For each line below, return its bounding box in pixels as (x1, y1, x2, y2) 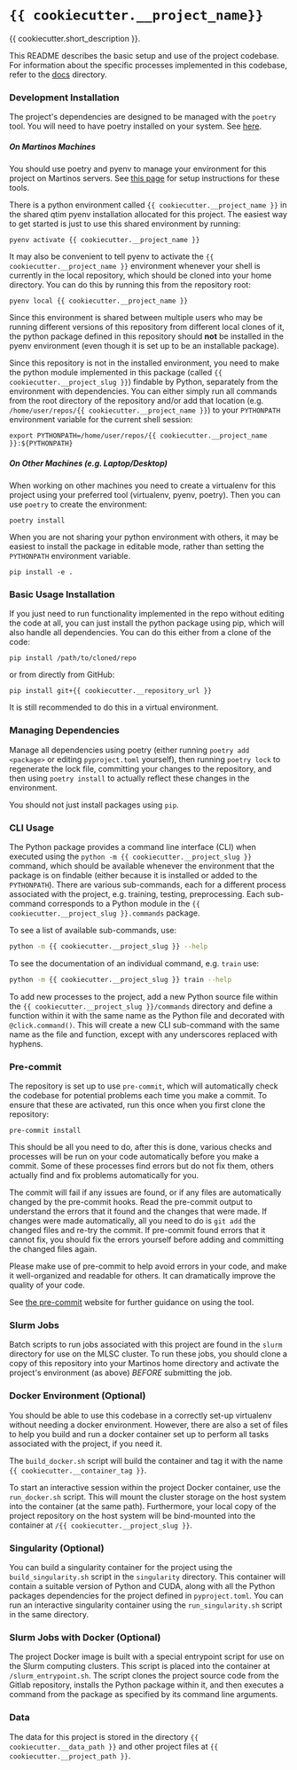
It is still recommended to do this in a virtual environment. (9, 702, 219, 712)
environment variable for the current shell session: (9, 414, 193, 425)
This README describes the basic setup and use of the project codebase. (9, 50, 279, 60)
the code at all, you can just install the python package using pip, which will (9, 618, 285, 628)
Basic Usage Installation (9, 588, 115, 601)
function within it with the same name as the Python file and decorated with (9, 1010, 285, 1020)
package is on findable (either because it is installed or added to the (9, 870, 258, 881)
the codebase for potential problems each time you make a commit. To (9, 1090, 268, 1101)
